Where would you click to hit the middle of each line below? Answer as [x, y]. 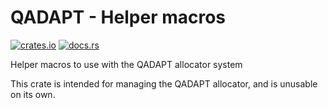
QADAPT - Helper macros [118, 17]
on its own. [33, 94]
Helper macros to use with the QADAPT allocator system [126, 64]
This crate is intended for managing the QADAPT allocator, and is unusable [164, 83]
